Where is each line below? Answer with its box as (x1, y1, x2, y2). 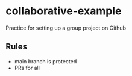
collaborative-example (5, 4, 122, 18)
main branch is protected (14, 57, 77, 65)
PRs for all (14, 64, 40, 71)
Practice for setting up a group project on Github (5, 24, 127, 31)
